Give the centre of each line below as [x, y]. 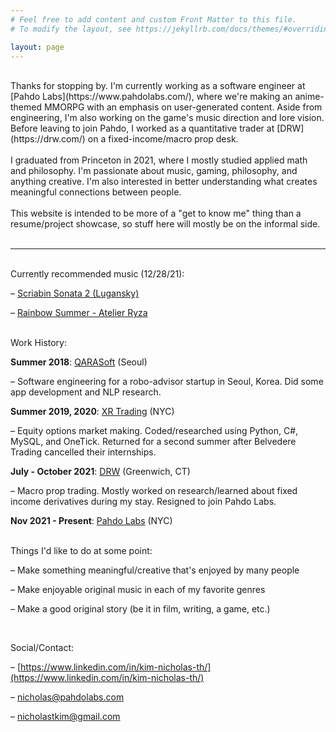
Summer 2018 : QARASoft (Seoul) [79, 362]
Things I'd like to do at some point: [81, 551]
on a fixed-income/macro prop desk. [163, 139]
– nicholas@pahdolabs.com [67, 697]
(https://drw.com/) [48, 139]
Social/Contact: [42, 648]
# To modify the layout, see [71, 29]
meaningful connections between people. [96, 192]
